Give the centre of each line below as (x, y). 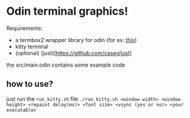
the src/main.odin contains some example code (66, 65)
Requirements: (24, 28)
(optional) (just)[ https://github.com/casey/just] (73, 53)
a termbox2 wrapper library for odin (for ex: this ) (76, 40)
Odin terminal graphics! (67, 11)
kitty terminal (32, 46)
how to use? (30, 84)
